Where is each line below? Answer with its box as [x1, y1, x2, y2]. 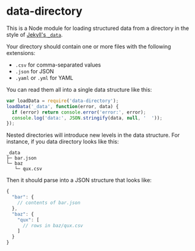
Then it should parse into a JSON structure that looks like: [6, 176, 152, 184]
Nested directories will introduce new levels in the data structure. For [6, 131, 180, 139]
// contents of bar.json [17, 200, 81, 206]
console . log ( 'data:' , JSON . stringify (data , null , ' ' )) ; [12, 115, 163, 121]
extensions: [6, 49, 35, 56]
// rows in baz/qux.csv [22, 222, 84, 228]
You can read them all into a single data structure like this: [6, 85, 152, 93]
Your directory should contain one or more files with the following [6, 43, 171, 50]
